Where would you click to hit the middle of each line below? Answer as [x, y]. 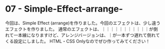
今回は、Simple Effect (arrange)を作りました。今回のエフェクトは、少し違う [83, 23]
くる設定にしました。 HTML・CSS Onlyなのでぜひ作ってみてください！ [78, 41]
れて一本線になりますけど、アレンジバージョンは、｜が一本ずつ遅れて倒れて [82, 35]
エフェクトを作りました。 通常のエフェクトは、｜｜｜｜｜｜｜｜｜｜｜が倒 [82, 29]
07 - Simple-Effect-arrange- [64, 9]
